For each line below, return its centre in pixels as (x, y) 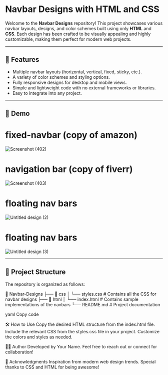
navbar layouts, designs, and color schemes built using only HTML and (78, 28)
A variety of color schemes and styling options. (61, 77)
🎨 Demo (17, 114)
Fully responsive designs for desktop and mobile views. (69, 82)
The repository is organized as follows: (45, 284)
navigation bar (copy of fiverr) (69, 169)
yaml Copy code (22, 314)
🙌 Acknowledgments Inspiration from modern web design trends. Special (80, 361)
